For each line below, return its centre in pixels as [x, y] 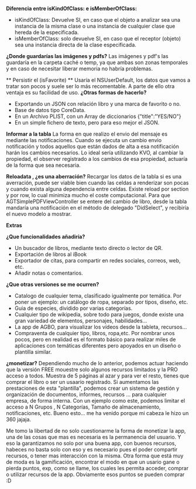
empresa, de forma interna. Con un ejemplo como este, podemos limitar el [96, 401]
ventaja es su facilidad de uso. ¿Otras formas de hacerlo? [76, 92]
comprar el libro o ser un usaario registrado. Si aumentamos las [82, 382]
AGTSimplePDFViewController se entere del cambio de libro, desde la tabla [97, 201]
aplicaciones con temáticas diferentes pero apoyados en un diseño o [98, 345]
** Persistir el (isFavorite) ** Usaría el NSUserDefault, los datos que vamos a [98, 80]
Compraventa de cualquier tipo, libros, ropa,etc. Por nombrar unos [94, 333]
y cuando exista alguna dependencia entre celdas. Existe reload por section [97, 189]
